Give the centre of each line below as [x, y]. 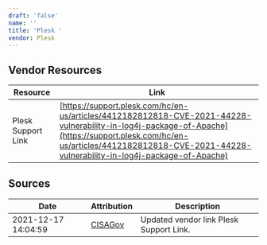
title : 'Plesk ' [35, 30]
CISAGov [108, 224]
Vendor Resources [55, 70]
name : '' [23, 23]
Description [197, 206]
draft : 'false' [33, 16]
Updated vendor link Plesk [190, 220]
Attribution [112, 206]
